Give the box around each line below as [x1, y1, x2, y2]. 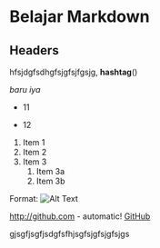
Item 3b [35, 175, 65, 186]
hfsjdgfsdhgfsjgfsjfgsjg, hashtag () [9, 66, 138, 77]
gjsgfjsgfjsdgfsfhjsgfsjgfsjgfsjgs [9, 229, 130, 239]
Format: [9, 193, 39, 203]
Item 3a [35, 166, 65, 176]
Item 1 [22, 137, 45, 147]
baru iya [9, 84, 41, 94]
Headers [9, 43, 59, 58]
